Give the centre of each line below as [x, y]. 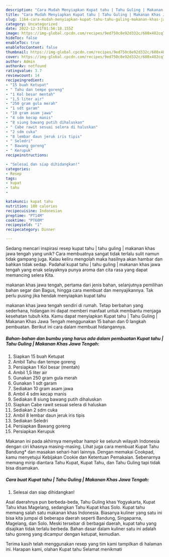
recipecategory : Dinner [31, 230]
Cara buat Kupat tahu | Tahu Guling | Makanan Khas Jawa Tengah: [77, 479]
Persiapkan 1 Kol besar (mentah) [46, 367]
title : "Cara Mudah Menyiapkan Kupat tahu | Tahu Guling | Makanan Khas [83, 15]
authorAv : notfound [26, 66]
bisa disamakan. [23, 468]
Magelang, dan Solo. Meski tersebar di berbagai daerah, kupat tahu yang [81, 523]
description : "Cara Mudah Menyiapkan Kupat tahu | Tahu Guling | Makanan [84, 10]
